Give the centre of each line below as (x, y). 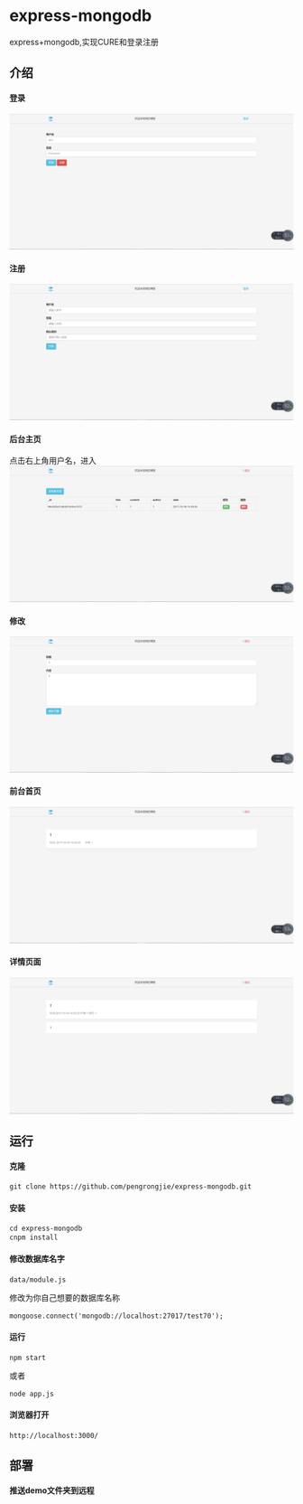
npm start (28, 1358)
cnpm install (34, 1238)
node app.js (32, 1394)
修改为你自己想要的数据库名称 (64, 1297)
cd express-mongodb (46, 1229)
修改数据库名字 (37, 1258)
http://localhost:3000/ (54, 1435)
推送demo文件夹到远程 (52, 1490)
